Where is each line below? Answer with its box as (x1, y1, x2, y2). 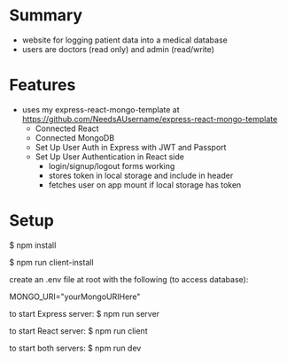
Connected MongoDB (35, 132, 115, 142)
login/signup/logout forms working (48, 160, 175, 171)
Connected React (35, 123, 99, 134)
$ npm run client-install (9, 257, 95, 267)
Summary (9, 5, 82, 26)
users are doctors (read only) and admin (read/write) (21, 43, 215, 54)
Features (9, 75, 76, 96)
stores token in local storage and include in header (48, 170, 234, 181)
